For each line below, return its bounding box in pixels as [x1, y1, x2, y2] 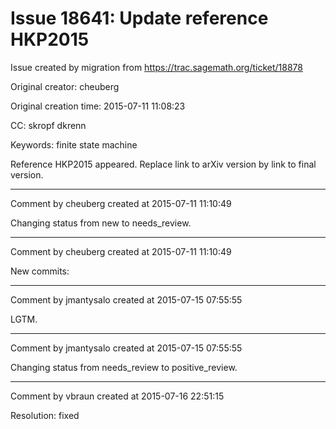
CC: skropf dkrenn [10, 119, 87, 131]
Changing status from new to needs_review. [10, 217, 192, 229]
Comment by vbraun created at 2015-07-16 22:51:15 [10, 390, 225, 402]
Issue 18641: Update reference [10, 7, 269, 30]
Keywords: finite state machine [10, 138, 138, 151]
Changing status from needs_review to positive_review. [10, 361, 238, 373]
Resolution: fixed [10, 409, 80, 421]
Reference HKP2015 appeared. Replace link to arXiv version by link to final [10, 158, 317, 170]
